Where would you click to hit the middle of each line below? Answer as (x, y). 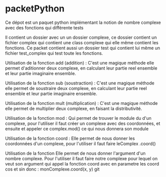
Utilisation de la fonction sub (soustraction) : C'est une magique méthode (80, 83)
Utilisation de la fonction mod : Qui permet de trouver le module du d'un (79, 118)
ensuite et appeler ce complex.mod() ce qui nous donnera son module (77, 129)
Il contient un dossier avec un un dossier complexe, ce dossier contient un (81, 37)
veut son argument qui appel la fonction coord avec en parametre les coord (82, 164)
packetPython (35, 9)
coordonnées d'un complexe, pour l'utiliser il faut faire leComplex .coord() (81, 143)
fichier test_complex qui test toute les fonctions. (54, 53)
